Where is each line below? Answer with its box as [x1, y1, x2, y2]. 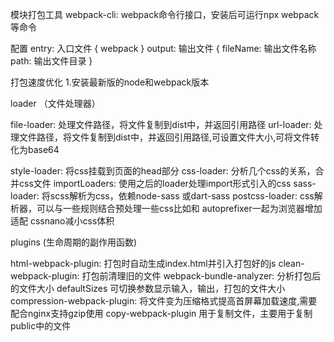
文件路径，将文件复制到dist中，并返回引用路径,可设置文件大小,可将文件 [18, 131, 311, 143]
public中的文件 [10, 320, 72, 332]
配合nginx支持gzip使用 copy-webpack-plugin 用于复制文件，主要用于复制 [10, 308, 313, 319]
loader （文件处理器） [10, 98, 101, 109]
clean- [278, 258, 305, 269]
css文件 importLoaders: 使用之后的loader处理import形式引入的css [18, 178, 292, 189]
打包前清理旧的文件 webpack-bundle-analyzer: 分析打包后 [81, 270, 322, 282]
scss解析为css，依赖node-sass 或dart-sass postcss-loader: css [49, 190, 315, 202]
